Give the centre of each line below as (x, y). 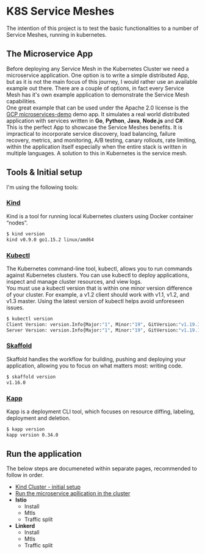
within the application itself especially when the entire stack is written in (97, 146)
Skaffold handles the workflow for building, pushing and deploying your (96, 359)
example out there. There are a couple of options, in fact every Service (95, 88)
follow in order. (25, 475)
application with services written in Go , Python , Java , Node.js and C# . (95, 120)
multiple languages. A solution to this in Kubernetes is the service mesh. (97, 153)
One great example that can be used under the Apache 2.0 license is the (97, 108)
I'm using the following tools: (42, 187)
